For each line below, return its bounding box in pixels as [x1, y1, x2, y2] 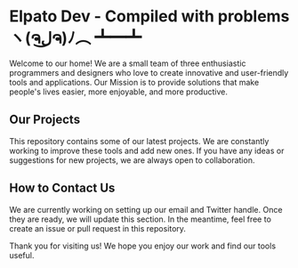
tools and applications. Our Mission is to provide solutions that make [9, 77, 260, 87]
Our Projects [9, 112, 81, 127]
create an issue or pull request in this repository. [9, 223, 187, 233]
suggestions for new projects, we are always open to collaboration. [9, 154, 255, 166]
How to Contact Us [9, 181, 116, 196]
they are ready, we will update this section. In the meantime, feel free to [9, 214, 271, 224]
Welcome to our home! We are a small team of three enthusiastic [9, 58, 246, 69]
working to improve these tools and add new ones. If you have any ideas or [9, 145, 285, 156]
